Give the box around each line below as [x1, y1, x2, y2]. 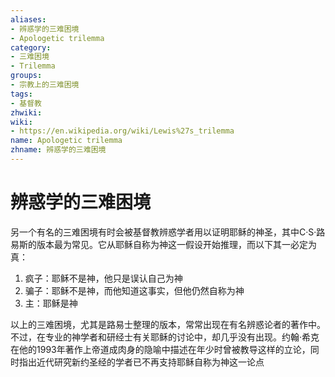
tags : [10, 89, 33, 99]
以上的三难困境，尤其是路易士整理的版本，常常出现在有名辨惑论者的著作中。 [10, 318, 326, 330]
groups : [10, 71, 43, 81]
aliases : [10, 14, 47, 25]
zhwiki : [10, 107, 43, 118]
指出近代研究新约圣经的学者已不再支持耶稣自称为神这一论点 [18, 356, 265, 368]
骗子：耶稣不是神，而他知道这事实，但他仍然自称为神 [24, 284, 245, 296]
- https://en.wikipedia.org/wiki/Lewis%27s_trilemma [10, 126, 235, 136]
